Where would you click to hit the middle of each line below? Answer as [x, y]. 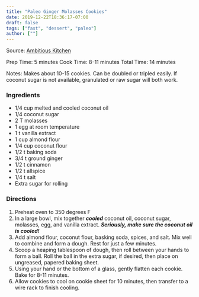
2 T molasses [31, 121]
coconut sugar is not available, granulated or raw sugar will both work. [92, 80]
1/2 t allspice [30, 171]
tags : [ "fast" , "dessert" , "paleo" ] [51, 28]
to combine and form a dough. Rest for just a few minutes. [86, 243]
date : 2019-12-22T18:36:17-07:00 [47, 17]
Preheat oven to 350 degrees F [52, 212]
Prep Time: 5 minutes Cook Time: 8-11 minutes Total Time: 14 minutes [91, 62]
